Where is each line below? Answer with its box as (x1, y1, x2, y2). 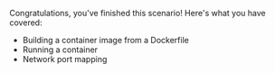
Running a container (22, 44, 98, 55)
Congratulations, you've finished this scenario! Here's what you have (9, 8, 266, 18)
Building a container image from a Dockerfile (22, 35, 190, 45)
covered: (9, 17, 43, 28)
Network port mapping (22, 54, 108, 64)
